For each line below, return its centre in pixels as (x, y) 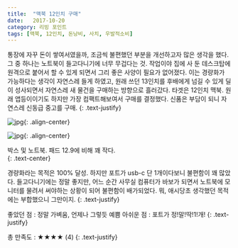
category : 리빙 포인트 (37, 27)
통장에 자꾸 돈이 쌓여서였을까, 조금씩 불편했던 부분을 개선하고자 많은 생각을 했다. (118, 55)
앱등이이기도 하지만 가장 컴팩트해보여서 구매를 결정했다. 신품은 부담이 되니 (117, 99)
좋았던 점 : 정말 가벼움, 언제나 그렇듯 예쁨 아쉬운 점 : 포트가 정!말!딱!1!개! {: (109, 215)
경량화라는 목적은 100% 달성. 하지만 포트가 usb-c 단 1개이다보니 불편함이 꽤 (113, 173)
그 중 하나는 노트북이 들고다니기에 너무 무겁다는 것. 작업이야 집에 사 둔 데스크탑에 (119, 64)
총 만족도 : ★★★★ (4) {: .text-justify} (63, 237)
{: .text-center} (29, 158)
